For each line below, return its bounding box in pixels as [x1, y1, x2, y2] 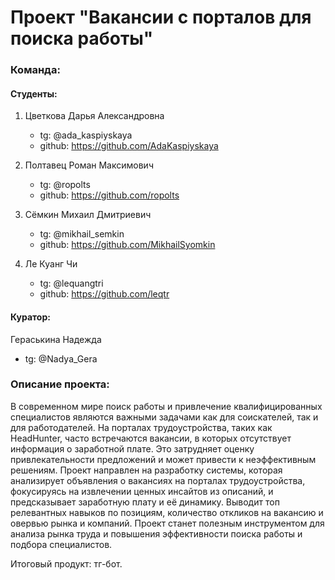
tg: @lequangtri [39, 277, 104, 290]
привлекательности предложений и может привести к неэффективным [10, 453, 317, 465]
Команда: [10, 63, 61, 77]
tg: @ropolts [39, 179, 91, 191]
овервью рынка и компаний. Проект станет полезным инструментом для [10, 517, 325, 529]
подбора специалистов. [10, 538, 113, 550]
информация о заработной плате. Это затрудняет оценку [10, 442, 255, 455]
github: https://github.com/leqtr [39, 288, 170, 300]
